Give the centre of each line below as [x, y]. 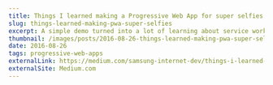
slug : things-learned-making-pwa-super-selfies [91, 23]
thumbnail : [27, 38]
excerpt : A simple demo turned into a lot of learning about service [129, 31]
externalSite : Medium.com [52, 69]
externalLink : [32, 62]
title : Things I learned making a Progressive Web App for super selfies [136, 16]
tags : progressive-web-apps [56, 53]
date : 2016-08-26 [38, 46]
